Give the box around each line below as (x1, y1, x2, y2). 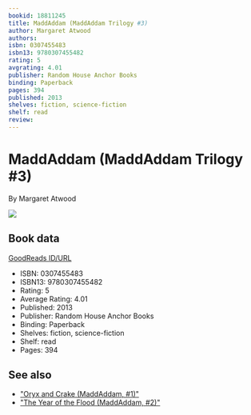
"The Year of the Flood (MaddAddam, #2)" (19, 397, 161, 408)
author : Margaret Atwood (8, 26, 91, 34)
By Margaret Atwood (8, 194, 77, 203)
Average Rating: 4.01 (19, 293, 88, 304)
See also (8, 369, 52, 382)
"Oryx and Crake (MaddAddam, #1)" (19, 389, 140, 399)
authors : (8, 34, 38, 42)
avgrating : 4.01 (8, 64, 62, 72)
